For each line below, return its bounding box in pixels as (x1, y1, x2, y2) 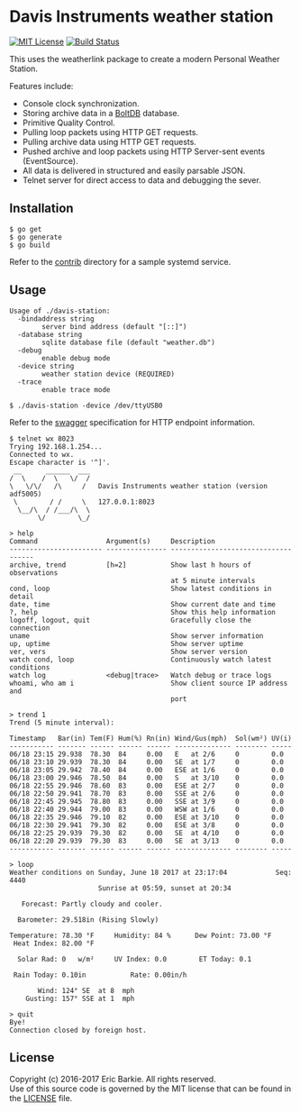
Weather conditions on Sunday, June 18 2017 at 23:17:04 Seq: (9, 868, 293, 877)
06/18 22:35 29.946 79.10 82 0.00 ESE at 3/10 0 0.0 (9, 813, 284, 822)
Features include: (9, 80, 74, 91)
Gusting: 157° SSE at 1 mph (25, 994, 135, 1003)
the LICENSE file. (9, 1093, 73, 1104)
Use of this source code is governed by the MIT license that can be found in (9, 1083, 292, 1094)
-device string (17, 361, 75, 370)
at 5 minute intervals (170, 576, 256, 585)
